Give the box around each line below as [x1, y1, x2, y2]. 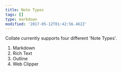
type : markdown [5, 17, 37, 22]
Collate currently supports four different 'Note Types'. [5, 35, 117, 41]
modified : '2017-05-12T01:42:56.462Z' [5, 21, 87, 27]
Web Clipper [12, 61, 39, 67]
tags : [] [5, 12, 24, 17]
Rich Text [12, 50, 32, 56]
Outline [12, 56, 28, 62]
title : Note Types [5, 7, 44, 13]
